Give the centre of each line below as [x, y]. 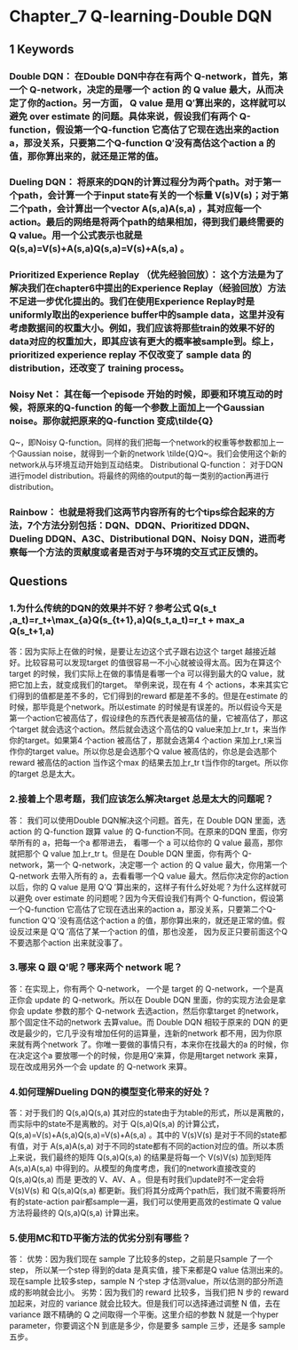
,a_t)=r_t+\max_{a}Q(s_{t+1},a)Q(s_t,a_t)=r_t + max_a [127, 620]
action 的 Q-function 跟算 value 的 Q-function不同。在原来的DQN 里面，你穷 [149, 831]
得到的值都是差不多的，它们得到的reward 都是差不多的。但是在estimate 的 [152, 696]
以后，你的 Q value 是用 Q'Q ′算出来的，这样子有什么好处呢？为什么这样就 [144, 887]
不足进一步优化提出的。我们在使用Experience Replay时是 [132, 301]
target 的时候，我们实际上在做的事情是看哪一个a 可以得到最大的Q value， [143, 674]
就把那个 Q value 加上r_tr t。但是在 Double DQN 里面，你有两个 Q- [131, 853]
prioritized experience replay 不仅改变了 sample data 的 [130, 355]
